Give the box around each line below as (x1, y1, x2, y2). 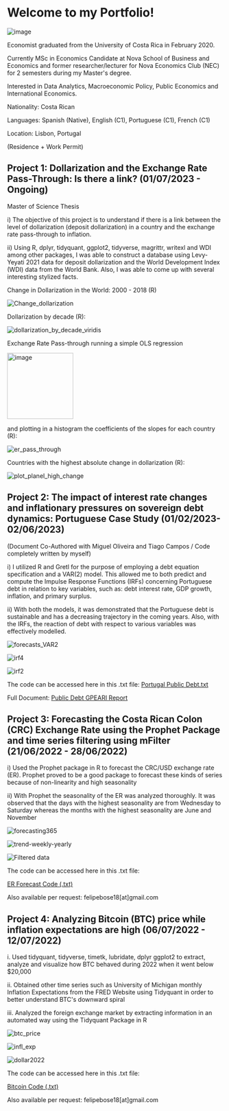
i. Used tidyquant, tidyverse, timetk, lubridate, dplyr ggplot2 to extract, (7, 953, 206, 961)
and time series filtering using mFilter (7, 735, 171, 746)
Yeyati (7, 257, 25, 266)
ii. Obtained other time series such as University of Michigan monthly (7, 981, 202, 989)
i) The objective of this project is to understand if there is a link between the (7, 215, 221, 224)
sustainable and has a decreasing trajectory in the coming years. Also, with (7, 612, 219, 621)
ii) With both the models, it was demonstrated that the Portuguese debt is (7, 605, 215, 613)
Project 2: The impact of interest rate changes (7, 492, 208, 503)
